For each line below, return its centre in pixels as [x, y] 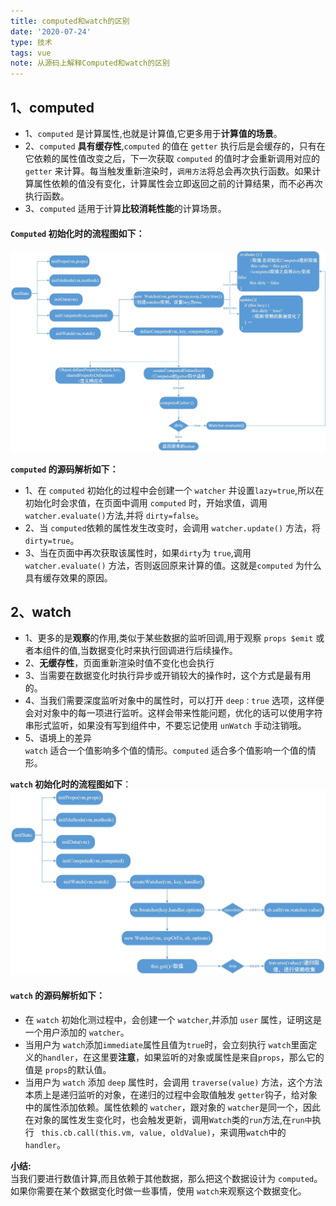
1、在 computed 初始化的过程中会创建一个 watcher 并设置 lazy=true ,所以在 [174, 490]
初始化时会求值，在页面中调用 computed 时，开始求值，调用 [146, 502]
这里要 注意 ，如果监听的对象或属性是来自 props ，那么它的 [208, 1057]
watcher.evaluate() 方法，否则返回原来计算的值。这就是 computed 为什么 [173, 565]
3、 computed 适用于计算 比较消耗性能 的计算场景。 [125, 208]
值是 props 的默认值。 [68, 1069]
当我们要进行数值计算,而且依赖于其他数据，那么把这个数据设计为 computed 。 [166, 1178]
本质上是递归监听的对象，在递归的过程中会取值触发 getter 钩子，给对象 [171, 1094]
